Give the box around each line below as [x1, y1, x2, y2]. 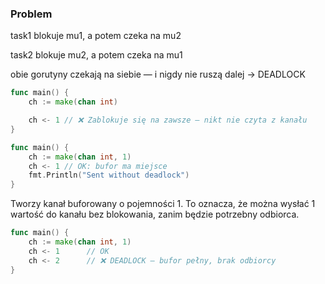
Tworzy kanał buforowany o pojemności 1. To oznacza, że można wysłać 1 [10, 198, 316, 210]
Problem [10, 7, 53, 21]
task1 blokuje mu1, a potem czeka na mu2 [10, 30, 182, 42]
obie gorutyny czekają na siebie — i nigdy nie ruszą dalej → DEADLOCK [10, 68, 306, 81]
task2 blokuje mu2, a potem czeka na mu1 [10, 49, 183, 61]
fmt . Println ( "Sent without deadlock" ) [28, 170, 190, 181]
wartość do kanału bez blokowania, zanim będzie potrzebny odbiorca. [10, 208, 300, 221]
